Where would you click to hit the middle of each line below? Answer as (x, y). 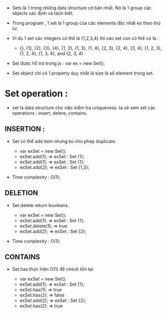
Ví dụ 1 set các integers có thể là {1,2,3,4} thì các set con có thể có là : (85, 38)
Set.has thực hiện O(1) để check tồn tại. (53, 269)
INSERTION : (25, 129)
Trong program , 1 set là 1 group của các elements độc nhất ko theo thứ (86, 23)
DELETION (22, 193)
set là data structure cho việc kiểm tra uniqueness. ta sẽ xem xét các (84, 108)
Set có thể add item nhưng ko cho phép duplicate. (64, 141)
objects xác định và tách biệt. (43, 13)
